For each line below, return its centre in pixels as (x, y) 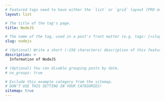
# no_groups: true (24, 73)
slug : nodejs (18, 41)
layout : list (18, 14)
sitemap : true (20, 91)
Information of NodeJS (33, 59)
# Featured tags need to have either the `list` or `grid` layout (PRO (80, 10)
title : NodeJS (20, 28)
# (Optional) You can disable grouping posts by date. (62, 68)
